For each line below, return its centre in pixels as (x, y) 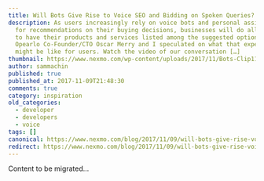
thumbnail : (26, 60)
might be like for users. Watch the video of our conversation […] (128, 52)
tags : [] (22, 132)
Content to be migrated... (49, 168)
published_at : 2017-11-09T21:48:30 (66, 81)
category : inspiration (45, 96)
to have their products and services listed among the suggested (125, 37)
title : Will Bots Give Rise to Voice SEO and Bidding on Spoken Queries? (132, 15)
